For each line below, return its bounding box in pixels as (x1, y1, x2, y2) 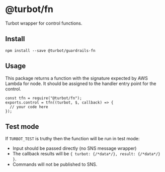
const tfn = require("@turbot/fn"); (5, 96, 82, 101)
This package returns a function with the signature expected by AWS (5, 75, 148, 81)
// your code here (10, 104, 49, 109)
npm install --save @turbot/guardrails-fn (5, 48, 96, 53)
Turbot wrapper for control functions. (5, 20, 82, 26)
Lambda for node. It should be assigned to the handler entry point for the (5, 80, 157, 87)
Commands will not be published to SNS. (12, 161, 98, 167)
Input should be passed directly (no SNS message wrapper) (12, 145, 137, 151)
